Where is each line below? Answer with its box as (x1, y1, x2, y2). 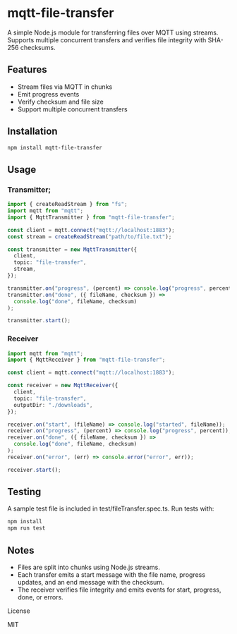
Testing (7, 486, 42, 498)
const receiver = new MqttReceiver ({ (7, 382, 119, 389)
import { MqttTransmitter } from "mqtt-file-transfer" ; (7, 214, 175, 221)
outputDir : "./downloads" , (13, 401, 93, 408)
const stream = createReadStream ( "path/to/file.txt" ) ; (7, 233, 172, 240)
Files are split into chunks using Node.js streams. (17, 563, 161, 572)
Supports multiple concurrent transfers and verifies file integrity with (7, 35, 207, 44)
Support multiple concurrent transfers (17, 104, 128, 114)
